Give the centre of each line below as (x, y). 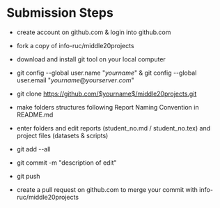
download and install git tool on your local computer (91, 59)
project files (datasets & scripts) (62, 135)
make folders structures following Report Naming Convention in (108, 107)
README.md (35, 114)
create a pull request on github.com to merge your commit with (107, 189)
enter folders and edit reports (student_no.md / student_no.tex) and (113, 128)
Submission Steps (60, 13)
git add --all (33, 149)
